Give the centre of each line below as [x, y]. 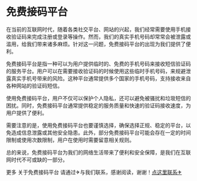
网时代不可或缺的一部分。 [37, 159]
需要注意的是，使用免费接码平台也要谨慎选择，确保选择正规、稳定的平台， [96, 125]
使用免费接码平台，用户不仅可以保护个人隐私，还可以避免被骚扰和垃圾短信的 [98, 98]
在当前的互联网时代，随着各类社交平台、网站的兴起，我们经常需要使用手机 [96, 29]
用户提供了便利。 [27, 112]
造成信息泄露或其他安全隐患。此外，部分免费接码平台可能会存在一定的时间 [101, 132]
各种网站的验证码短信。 [34, 86]
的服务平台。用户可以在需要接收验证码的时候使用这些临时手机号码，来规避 [96, 71]
